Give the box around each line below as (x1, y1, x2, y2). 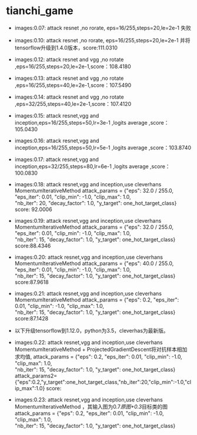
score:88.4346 (14, 242, 51, 249)
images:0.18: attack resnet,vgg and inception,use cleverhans (14, 180, 162, 188)
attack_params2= (14, 372, 58, 379)
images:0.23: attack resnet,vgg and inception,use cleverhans (14, 396, 163, 403)
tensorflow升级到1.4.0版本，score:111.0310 (14, 44, 118, 51)
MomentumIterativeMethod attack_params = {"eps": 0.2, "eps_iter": (14, 296, 179, 303)
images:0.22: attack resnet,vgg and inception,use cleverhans (14, 339, 163, 346)
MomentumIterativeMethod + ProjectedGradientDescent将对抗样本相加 (14, 346, 188, 353)
